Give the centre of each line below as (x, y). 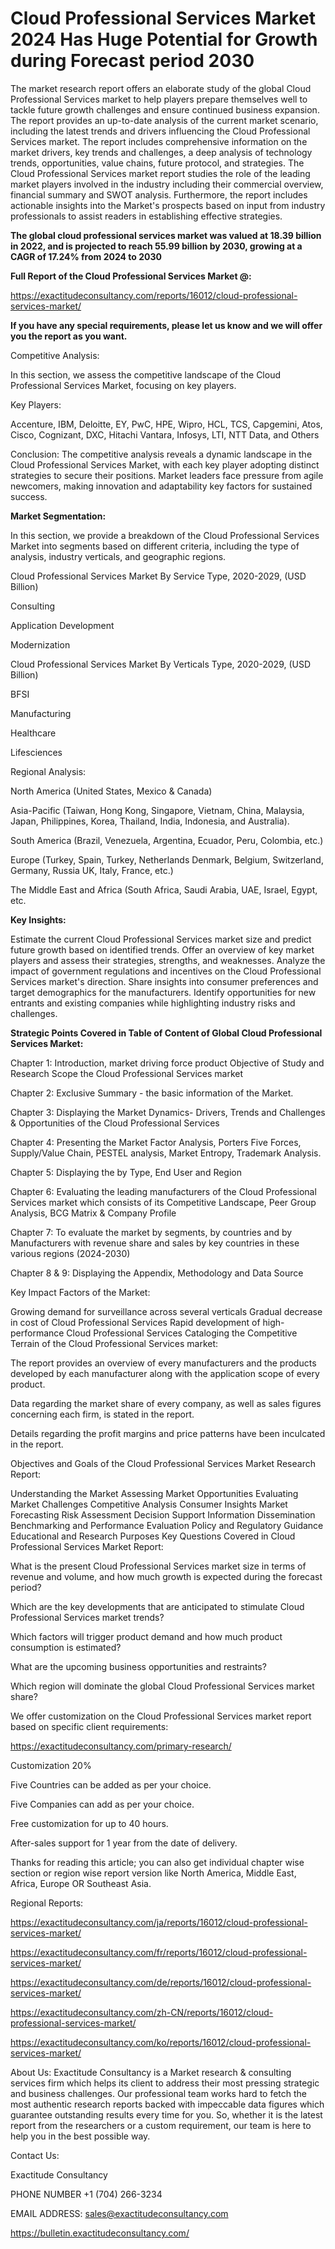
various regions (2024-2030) (70, 1253)
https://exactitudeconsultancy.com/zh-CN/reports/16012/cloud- (142, 2012)
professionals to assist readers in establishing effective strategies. (146, 216)
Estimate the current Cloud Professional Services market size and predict (161, 939)
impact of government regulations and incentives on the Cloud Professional (166, 971)
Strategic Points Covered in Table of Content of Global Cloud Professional (166, 1033)
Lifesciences (36, 752)
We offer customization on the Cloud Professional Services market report (161, 1716)
